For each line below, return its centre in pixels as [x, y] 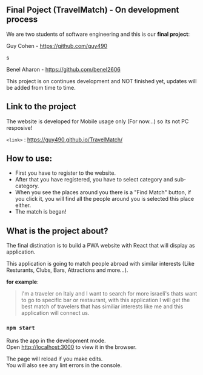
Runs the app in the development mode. [56, 340]
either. [23, 205]
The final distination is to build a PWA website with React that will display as [101, 246]
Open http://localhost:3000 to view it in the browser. [72, 347]
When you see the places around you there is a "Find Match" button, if [103, 192]
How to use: [29, 159]
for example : [22, 282]
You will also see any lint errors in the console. [64, 365]
